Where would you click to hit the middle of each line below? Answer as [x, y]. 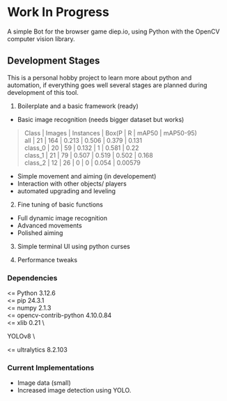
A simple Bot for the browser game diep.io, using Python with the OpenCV [113, 31]
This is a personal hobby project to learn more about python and [100, 77]
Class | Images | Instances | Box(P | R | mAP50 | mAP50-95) [110, 133]
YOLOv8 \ [21, 336]
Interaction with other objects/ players [72, 183]
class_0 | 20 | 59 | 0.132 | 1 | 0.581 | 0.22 [81, 148]
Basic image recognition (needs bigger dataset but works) [101, 119]
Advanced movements [49, 225]
